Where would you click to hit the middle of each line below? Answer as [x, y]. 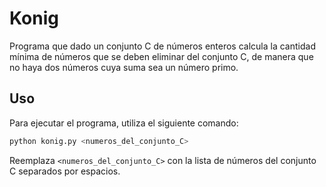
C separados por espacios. [65, 171]
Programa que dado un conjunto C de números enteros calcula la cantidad [162, 46]
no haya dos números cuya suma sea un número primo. [124, 67]
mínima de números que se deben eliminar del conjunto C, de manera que [161, 56]
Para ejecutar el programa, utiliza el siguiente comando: [124, 123]
